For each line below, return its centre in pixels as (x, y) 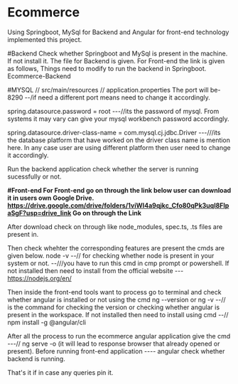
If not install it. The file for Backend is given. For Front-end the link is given (116, 60)
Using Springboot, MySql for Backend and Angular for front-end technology (118, 32)
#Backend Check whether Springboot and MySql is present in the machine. (118, 53)
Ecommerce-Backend (39, 76)
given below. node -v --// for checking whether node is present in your (111, 255)
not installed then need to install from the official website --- (96, 270)
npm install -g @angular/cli (47, 322)
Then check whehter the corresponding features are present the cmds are (116, 248)
